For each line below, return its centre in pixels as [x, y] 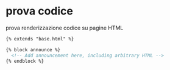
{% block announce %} [33, 49]
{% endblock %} [25, 61]
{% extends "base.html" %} [40, 39]
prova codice [40, 11]
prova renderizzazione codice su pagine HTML [65, 28]
